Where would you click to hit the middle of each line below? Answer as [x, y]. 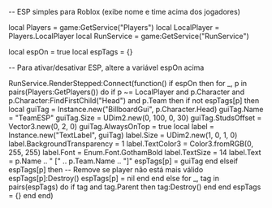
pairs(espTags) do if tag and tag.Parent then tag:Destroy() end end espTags [135, 187]
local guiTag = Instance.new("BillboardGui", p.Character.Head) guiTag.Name [136, 109]
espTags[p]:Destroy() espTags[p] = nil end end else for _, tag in [114, 178]
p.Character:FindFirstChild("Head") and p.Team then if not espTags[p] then [134, 100]
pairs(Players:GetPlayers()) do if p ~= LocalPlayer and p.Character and [127, 92]
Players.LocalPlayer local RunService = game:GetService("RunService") [129, 36]
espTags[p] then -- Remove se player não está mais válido [106, 169]
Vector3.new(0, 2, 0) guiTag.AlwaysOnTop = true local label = [112, 126]
